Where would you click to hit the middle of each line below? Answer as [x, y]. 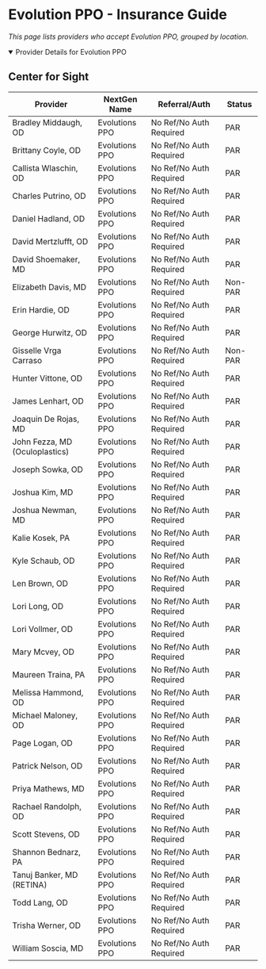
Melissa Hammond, [48, 692]
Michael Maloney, [45, 715]
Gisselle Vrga [37, 350]
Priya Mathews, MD [48, 788]
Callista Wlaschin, [45, 168]
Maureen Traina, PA [49, 674]
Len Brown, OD [40, 583]
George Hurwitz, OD [49, 332]
